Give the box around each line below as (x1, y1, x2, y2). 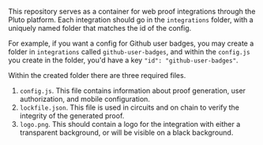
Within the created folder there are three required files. (8, 71, 186, 80)
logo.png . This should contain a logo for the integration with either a (19, 120, 241, 128)
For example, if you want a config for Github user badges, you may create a (8, 39, 254, 48)
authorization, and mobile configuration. (19, 95, 150, 103)
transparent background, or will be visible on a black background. (19, 128, 234, 137)
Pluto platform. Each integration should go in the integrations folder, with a (8, 15, 254, 24)
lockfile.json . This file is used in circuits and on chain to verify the (19, 102, 239, 112)
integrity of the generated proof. (19, 111, 125, 121)
